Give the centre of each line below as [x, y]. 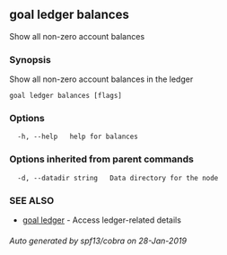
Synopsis [30, 59]
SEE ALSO [32, 200]
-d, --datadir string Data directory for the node [118, 178]
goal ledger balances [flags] [66, 96]
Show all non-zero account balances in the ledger [101, 79]
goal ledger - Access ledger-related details [102, 220]
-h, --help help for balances [78, 137]
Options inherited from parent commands [102, 159]
